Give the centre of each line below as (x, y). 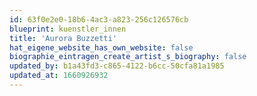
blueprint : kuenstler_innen (68, 29)
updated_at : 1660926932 (59, 76)
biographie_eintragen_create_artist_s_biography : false (128, 57)
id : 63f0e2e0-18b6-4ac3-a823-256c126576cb (99, 19)
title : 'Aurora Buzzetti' (63, 38)
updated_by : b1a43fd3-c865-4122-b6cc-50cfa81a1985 (117, 66)
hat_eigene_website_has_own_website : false (101, 47)
